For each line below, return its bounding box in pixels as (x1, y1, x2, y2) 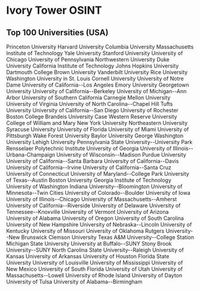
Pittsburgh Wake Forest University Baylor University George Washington (6, 132, 184, 139)
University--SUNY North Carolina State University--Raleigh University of (6, 246, 184, 253)
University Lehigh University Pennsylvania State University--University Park (6, 139, 193, 145)
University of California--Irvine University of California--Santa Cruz (6, 164, 171, 171)
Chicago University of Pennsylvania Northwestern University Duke (6, 56, 170, 63)
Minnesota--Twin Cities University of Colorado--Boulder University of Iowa (6, 189, 191, 196)
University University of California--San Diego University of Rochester (6, 107, 179, 114)
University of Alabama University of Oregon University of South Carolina (6, 215, 184, 222)
